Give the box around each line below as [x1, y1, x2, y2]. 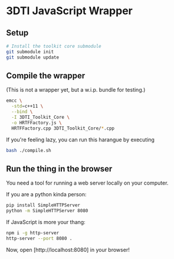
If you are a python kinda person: [6, 191, 87, 198]
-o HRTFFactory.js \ [11, 119, 62, 125]
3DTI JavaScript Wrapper [6, 4, 133, 18]
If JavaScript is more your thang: [6, 219, 86, 226]
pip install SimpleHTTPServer [6, 202, 81, 208]
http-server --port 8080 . [6, 235, 73, 241]
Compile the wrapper [6, 71, 86, 81]
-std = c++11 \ [11, 103, 44, 109]
